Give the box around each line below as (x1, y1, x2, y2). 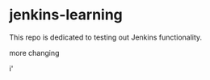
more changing (9, 48, 60, 57)
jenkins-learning (9, 6, 124, 24)
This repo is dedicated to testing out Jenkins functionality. (9, 32, 203, 42)
